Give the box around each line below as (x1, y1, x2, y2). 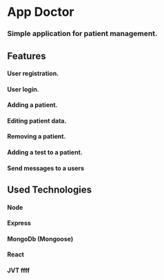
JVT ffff (7, 266, 30, 274)
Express (7, 219, 31, 228)
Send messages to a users (7, 163, 85, 172)
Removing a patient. (7, 132, 66, 141)
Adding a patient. (7, 101, 58, 109)
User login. (7, 85, 39, 93)
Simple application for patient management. (7, 29, 158, 39)
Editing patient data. (7, 117, 67, 125)
